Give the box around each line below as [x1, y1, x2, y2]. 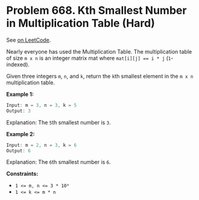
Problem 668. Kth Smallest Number [6, 4, 187, 17]
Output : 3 [6, 108, 31, 114]
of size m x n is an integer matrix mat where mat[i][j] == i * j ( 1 [6, 54, 171, 61]
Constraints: [6, 170, 39, 178]
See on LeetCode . [6, 36, 51, 43]
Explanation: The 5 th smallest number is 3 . [6, 119, 112, 126]
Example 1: [6, 90, 34, 98]
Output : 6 [6, 148, 31, 154]
